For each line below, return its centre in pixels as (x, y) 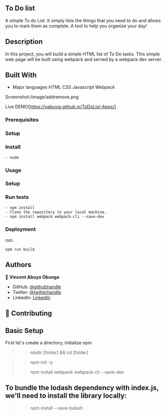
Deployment (21, 229)
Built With (21, 75)
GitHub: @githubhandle (37, 287)
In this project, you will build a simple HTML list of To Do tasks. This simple (82, 54)
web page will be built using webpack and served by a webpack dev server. (84, 59)
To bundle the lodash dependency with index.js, (82, 388)
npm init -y (41, 362)
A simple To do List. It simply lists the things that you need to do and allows (83, 20)
